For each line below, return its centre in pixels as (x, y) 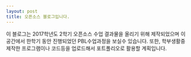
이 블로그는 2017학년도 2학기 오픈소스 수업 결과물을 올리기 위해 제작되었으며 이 (96, 34)
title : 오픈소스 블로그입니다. (38, 17)
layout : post (22, 11)
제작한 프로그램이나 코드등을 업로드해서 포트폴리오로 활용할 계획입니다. (86, 48)
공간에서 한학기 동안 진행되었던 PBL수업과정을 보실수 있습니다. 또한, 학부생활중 (96, 41)
